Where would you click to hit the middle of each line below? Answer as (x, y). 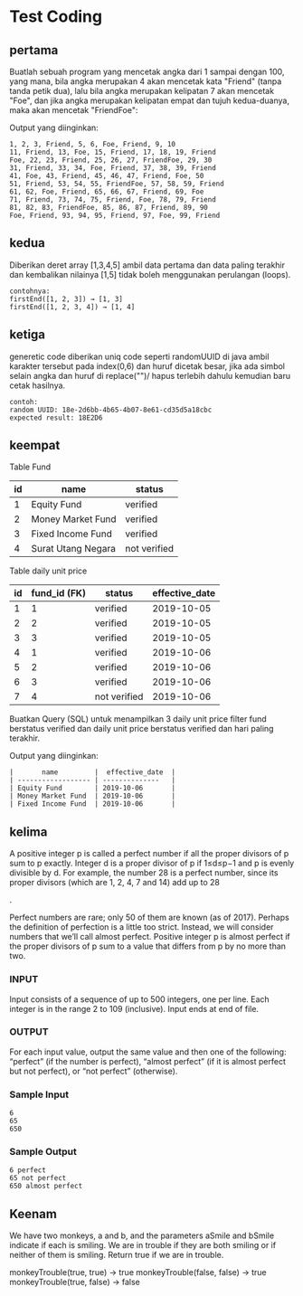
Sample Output (43, 1152)
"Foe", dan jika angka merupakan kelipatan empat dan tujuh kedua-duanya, (149, 100)
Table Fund (30, 467)
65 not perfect (38, 1178)
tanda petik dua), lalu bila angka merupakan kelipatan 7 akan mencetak (142, 91)
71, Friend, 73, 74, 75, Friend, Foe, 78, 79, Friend (113, 200)
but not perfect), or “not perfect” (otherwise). (94, 1071)
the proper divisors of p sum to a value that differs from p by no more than (148, 946)
